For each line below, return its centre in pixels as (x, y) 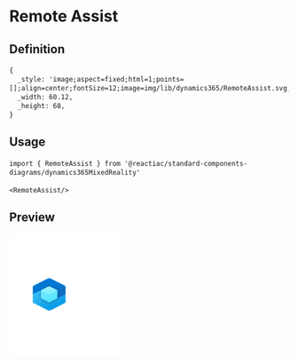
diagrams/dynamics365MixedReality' (75, 172)
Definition (37, 49)
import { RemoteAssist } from (65, 163)
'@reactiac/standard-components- (186, 163)
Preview (32, 218)
